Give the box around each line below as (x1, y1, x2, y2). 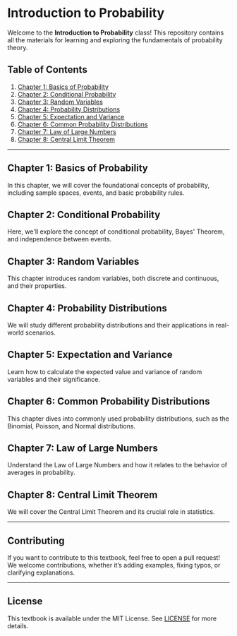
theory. (7, 43, 28, 52)
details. (7, 621, 29, 630)
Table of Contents (7, 64, 88, 76)
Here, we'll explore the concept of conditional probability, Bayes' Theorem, (7, 227, 225, 236)
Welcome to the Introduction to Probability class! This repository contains (7, 28, 224, 37)
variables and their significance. (7, 375, 101, 383)
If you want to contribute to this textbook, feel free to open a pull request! (7, 553, 221, 562)
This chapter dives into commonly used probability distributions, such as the (7, 414, 229, 423)
